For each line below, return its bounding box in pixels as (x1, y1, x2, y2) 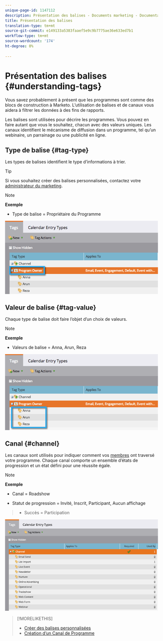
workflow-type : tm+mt (5, 34, 49, 38)
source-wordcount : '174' (5, 39, 55, 44)
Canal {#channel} (5, 439, 60, 448)
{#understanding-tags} (5, 81, 102, 92)
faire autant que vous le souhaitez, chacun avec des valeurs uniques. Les (5, 121, 152, 127)
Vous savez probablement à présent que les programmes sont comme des (5, 97, 154, 103)
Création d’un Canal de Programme (24, 630, 95, 636)
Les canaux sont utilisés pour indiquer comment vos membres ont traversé (5, 452, 155, 458)
